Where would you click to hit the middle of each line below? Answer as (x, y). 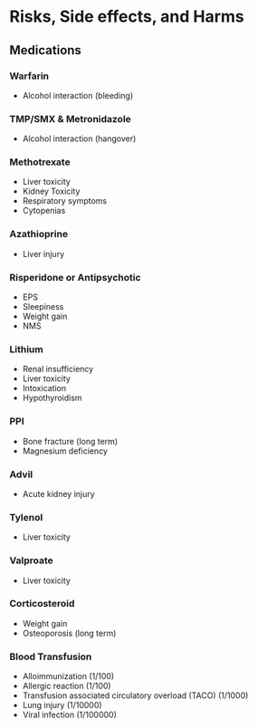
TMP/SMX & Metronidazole (70, 119)
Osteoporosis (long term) (69, 633)
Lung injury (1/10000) (62, 705)
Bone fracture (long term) (70, 441)
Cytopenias (44, 211)
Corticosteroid (42, 604)
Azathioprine (39, 235)
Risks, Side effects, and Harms (127, 17)
